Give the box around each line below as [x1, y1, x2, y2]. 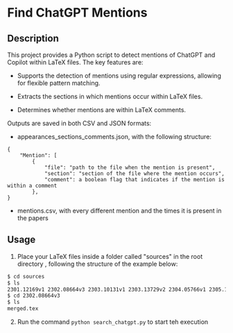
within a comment [7, 182, 58, 189]
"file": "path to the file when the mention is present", [44, 164, 216, 171]
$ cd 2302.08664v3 [7, 292, 60, 299]
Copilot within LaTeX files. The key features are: [7, 58, 144, 66]
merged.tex [7, 305, 39, 312]
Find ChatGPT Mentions [7, 5, 148, 21]
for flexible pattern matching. [17, 79, 101, 87]
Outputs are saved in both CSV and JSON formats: [7, 119, 152, 127]
